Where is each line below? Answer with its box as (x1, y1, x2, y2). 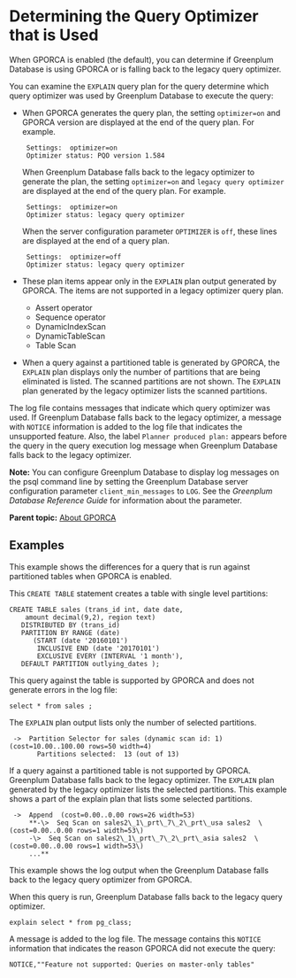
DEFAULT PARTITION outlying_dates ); (20, 659, 161, 668)
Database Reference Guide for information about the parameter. (9, 494, 243, 506)
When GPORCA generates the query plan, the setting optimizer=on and (21, 107, 281, 118)
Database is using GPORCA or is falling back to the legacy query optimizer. (9, 64, 282, 74)
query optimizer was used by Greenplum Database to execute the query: (9, 90, 274, 101)
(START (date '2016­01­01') (32, 636, 128, 645)
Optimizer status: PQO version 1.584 (26, 151, 165, 160)
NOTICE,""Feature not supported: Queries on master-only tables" (9, 959, 254, 969)
